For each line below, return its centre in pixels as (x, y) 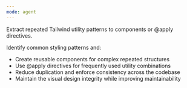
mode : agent (21, 12)
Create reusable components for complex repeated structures (92, 59)
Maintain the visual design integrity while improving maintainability (98, 78)
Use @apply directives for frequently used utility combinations (93, 66)
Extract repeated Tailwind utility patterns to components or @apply (90, 29)
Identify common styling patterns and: (54, 47)
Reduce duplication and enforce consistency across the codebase (97, 72)
